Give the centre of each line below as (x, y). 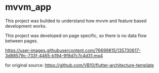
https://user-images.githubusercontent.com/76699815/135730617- (73, 50)
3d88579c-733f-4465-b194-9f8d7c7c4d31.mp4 (54, 55)
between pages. (21, 40)
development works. (26, 26)
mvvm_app (28, 7)
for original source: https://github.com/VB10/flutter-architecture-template (79, 65)
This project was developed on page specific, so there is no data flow (76, 36)
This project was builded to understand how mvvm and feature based (76, 21)
